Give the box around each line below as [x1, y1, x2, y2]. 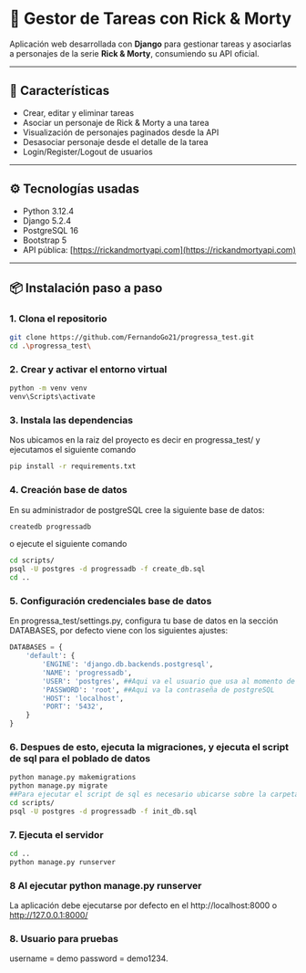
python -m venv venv [9, 383, 88, 393]
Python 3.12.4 [22, 205, 75, 216]
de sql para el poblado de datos [9, 752, 151, 765]
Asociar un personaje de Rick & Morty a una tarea [22, 117, 209, 128]
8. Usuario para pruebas [9, 933, 118, 945]
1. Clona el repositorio [9, 312, 107, 325]
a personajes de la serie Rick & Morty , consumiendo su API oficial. [9, 47, 260, 58]
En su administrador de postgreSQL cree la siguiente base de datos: [9, 504, 265, 515]
